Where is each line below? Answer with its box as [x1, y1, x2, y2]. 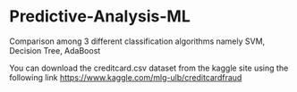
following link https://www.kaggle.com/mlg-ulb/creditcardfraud [9, 71, 242, 82]
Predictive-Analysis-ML [9, 6, 191, 27]
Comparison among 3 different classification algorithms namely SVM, [9, 36, 266, 46]
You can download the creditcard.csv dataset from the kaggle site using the [9, 63, 289, 73]
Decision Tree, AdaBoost [9, 45, 101, 55]
